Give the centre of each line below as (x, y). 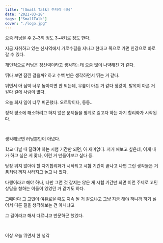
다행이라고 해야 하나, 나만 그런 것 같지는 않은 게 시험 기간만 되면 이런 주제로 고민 (81, 183)
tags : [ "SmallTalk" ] (26, 19)
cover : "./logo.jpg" (26, 23)
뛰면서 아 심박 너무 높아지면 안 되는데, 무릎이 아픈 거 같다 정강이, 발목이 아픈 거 (80, 86)
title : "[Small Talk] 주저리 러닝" (39, 10)
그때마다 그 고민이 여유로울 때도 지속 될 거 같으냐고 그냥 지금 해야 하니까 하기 (78, 199)
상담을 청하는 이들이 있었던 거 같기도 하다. (45, 189)
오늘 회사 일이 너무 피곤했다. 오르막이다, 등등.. (49, 102)
